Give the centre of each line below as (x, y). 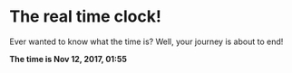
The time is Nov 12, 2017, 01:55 (68, 59)
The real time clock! (85, 17)
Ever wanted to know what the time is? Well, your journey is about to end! (146, 41)
